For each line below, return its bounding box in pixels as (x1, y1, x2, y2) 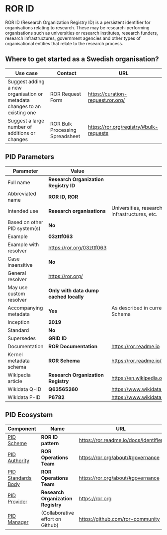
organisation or (7, 90, 43, 97)
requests (87, 130, 109, 137)
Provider (7, 498, 28, 505)
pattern (41, 440, 59, 447)
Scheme (7, 440, 27, 447)
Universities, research (111, 204, 163, 211)
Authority (7, 458, 30, 464)
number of (7, 123, 32, 130)
